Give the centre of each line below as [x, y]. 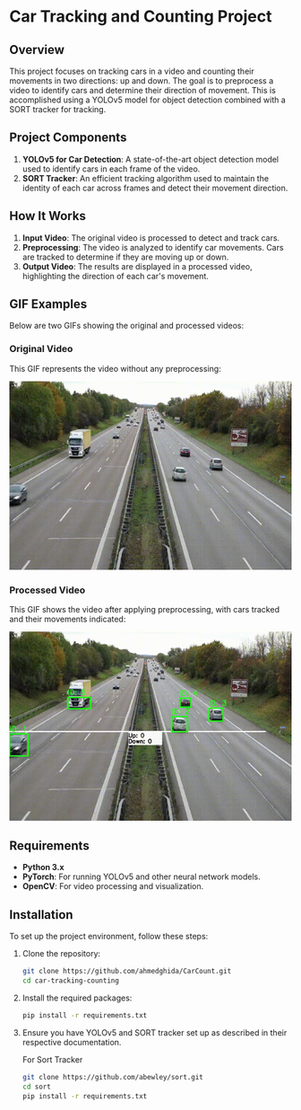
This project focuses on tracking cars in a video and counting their [132, 71]
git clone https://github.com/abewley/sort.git [112, 1077]
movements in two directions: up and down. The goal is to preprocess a [142, 81]
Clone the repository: [61, 954]
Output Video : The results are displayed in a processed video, [137, 266]
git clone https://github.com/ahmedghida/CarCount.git [127, 972]
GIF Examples [48, 304]
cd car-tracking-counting [70, 981]
